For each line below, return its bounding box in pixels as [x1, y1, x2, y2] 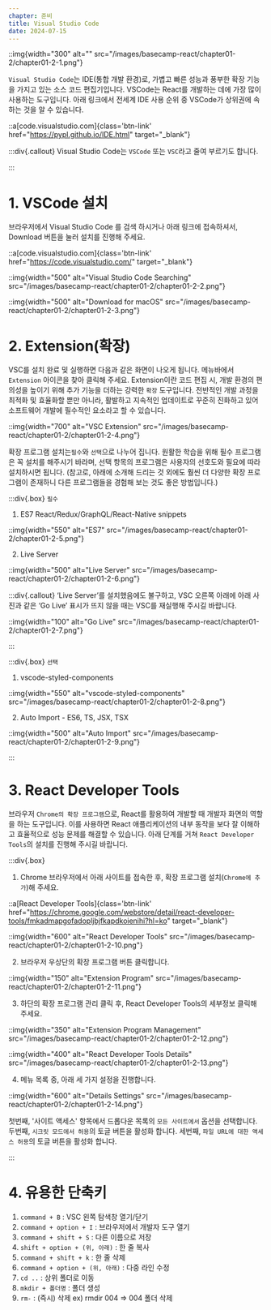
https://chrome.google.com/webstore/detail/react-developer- [29, 908, 235, 917]
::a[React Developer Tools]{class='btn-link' [8, 899, 152, 908]
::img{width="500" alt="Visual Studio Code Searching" [8, 273, 192, 282]
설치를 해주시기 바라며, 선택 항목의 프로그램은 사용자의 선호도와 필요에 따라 [25, 457, 261, 467]
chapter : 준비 [8, 11, 53, 20]
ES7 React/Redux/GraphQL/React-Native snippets [19, 509, 188, 519]
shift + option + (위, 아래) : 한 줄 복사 [19, 1243, 150, 1252]
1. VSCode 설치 [8, 194, 108, 212]
